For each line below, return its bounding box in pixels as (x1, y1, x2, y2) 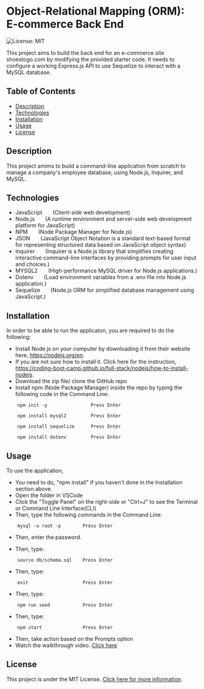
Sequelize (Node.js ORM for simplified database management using (15, 286, 194, 294)
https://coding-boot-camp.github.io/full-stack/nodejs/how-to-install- (15, 364, 189, 372)
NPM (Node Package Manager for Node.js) (15, 228, 132, 236)
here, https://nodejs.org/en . (15, 352, 85, 359)
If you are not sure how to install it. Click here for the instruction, (15, 358, 177, 366)
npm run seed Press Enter (17, 602, 113, 608)
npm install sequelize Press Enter (17, 423, 121, 430)
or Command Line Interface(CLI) (15, 504, 97, 512)
